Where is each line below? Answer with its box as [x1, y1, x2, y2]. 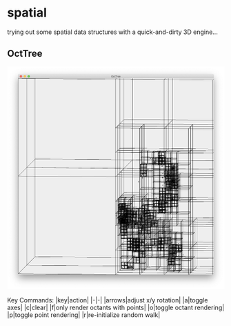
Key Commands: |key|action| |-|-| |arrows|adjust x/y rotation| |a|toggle [7, 296, 208, 304]
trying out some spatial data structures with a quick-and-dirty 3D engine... [7, 28, 219, 36]
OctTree [7, 48, 43, 60]
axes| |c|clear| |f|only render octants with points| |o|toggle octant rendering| [7, 303, 225, 311]
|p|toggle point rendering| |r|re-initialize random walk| [7, 310, 161, 319]
